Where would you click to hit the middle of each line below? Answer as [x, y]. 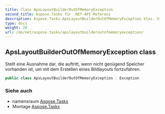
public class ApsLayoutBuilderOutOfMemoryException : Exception [72, 78]
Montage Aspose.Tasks [36, 106]
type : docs [16, 23]
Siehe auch [19, 91]
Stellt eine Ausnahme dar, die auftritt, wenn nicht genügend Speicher [75, 64]
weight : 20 [16, 28]
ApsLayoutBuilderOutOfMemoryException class [81, 52]
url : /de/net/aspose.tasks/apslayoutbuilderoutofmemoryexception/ [74, 32]
